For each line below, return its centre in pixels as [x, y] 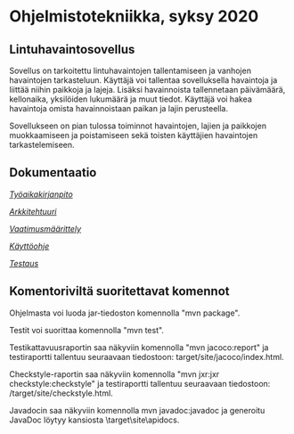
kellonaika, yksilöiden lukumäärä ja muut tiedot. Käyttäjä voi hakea [131, 99]
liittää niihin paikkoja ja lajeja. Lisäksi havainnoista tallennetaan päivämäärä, [147, 90]
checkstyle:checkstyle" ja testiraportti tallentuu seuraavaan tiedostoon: [140, 383]
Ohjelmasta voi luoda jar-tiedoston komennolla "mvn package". [125, 313]
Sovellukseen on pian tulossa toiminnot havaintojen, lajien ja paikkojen [138, 126]
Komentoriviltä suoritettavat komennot [119, 291]
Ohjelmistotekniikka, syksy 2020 [134, 16]
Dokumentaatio [53, 172]
